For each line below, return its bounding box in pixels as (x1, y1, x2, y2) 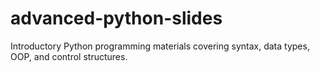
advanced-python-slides (10, 7, 223, 30)
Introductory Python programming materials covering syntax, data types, (10, 40, 310, 52)
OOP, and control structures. (10, 50, 128, 62)
